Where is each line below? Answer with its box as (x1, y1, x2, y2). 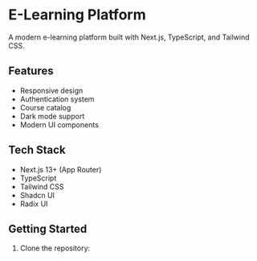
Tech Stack (8, 143, 66, 157)
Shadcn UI (19, 190, 55, 200)
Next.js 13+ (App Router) (19, 164, 102, 174)
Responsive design (19, 85, 84, 95)
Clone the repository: (19, 243, 91, 253)
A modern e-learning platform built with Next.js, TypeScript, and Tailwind (8, 32, 251, 42)
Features (8, 64, 54, 78)
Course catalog (19, 102, 71, 112)
